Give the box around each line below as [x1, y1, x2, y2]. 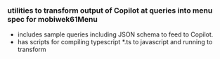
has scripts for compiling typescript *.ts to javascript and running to [17, 38, 213, 46]
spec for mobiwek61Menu [7, 14, 98, 24]
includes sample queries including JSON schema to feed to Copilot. [17, 30, 214, 39]
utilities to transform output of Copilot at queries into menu [7, 6, 213, 15]
